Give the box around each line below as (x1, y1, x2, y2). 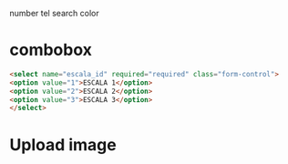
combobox (9, 40, 93, 60)
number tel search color (9, 8, 99, 18)
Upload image (9, 134, 117, 155)
